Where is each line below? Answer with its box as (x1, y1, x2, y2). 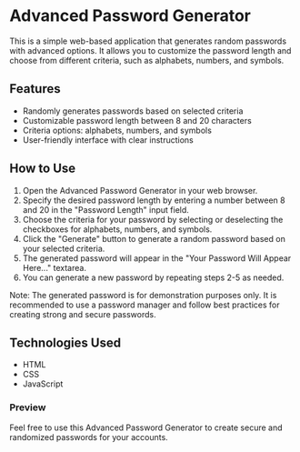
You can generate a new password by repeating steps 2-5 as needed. (22, 272, 285, 283)
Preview (9, 401, 46, 414)
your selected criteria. (22, 243, 105, 254)
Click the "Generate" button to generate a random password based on (22, 233, 286, 244)
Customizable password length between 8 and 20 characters (22, 115, 252, 126)
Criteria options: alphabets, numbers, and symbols (22, 125, 212, 136)
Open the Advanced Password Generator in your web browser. (22, 185, 258, 196)
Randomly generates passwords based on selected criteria (22, 105, 244, 116)
